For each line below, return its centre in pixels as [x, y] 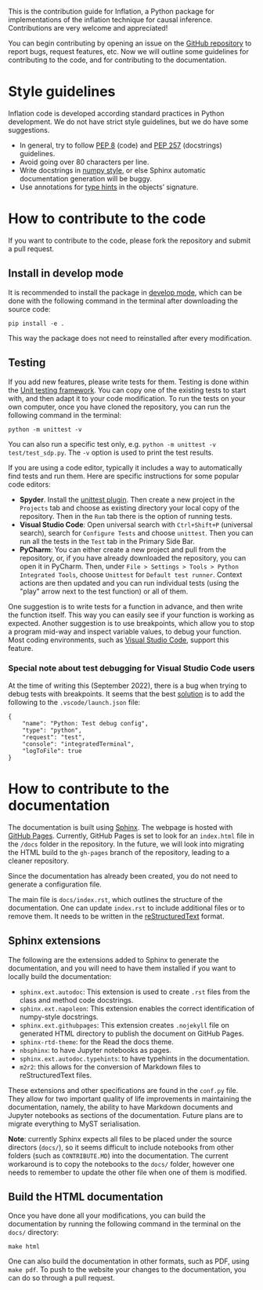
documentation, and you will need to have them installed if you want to [122, 968]
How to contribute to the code [107, 219]
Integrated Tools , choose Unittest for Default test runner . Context [131, 574]
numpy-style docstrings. [59, 1017]
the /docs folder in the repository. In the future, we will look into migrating [126, 844]
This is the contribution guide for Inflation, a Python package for [112, 11]
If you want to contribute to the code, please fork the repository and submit [130, 240]
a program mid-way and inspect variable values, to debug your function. [125, 631]
